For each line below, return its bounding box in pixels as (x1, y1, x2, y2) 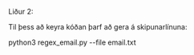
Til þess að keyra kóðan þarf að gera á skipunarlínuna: (8, 22, 188, 31)
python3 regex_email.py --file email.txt (8, 37, 136, 47)
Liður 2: (8, 7, 34, 16)
